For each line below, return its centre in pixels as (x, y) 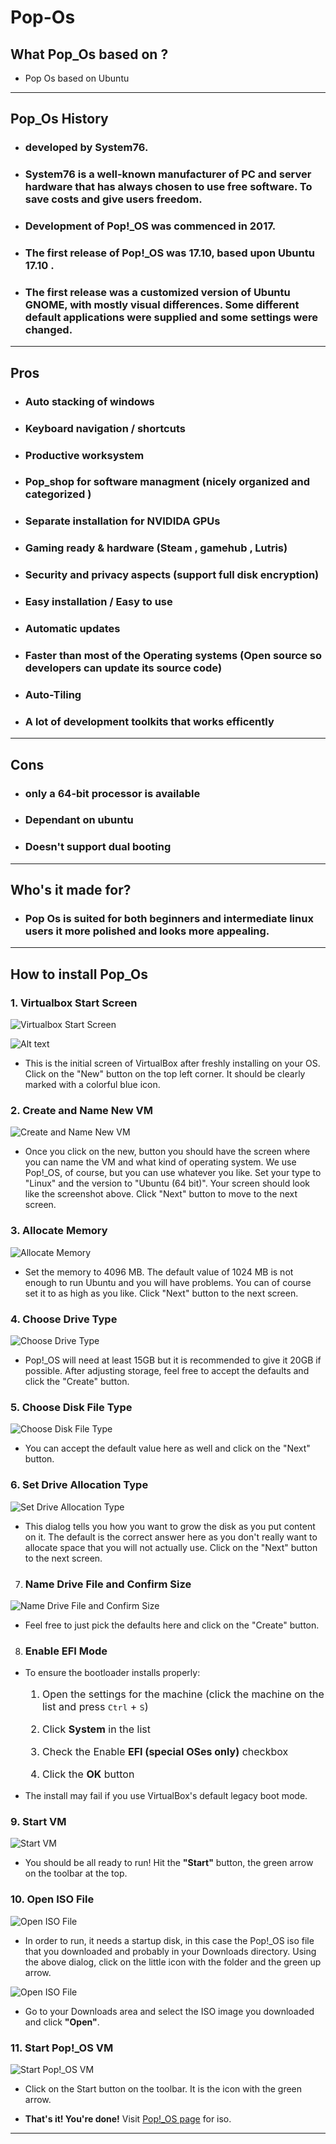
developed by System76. (86, 148)
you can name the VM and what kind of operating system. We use (160, 1162)
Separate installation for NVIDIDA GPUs (122, 521)
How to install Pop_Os (79, 974)
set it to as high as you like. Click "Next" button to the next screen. (161, 1293)
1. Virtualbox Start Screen (74, 1003)
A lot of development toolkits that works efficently (149, 721)
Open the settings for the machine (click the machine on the (183, 1694)
